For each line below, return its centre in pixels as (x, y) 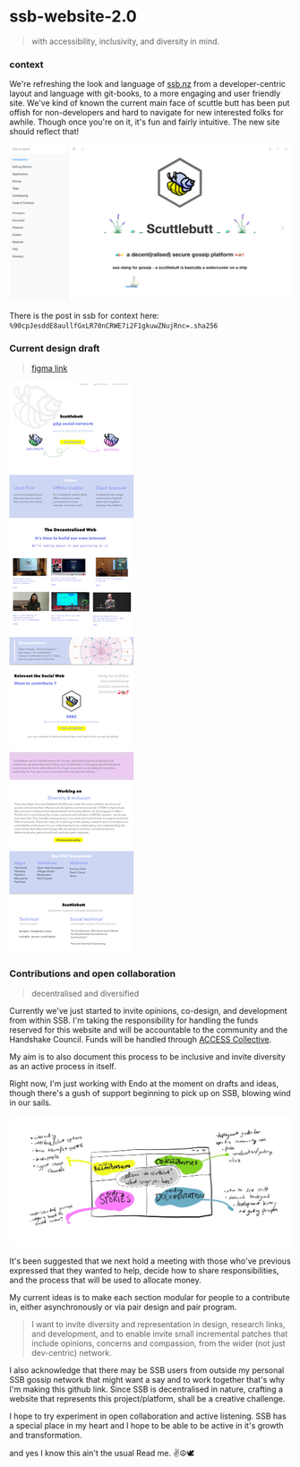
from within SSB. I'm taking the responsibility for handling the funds (134, 1020)
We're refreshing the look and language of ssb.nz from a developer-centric (148, 84)
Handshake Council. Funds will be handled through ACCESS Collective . (141, 1039)
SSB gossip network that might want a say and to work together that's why (147, 1379)
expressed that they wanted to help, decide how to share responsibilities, (144, 1270)
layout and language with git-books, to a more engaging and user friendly (145, 94)
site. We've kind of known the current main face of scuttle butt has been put (150, 103)
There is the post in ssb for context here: (84, 316)
